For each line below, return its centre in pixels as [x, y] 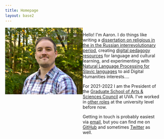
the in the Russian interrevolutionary [119, 45]
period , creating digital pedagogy [116, 50]
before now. [95, 107]
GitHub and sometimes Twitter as [116, 127]
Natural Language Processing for [116, 66]
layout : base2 [20, 16]
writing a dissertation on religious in [119, 40]
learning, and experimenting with [116, 61]
